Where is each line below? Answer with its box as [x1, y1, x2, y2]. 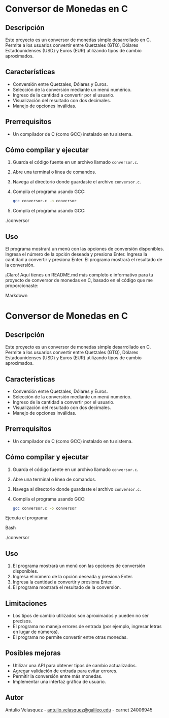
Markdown [5, 293, 28, 299]
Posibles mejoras [5, 649, 61, 658]
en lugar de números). [12, 629, 59, 635]
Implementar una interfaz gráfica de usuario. [12, 678, 106, 684]
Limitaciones [5, 599, 47, 608]
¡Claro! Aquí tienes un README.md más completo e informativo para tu [5, 272, 154, 278]
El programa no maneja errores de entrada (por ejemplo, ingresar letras [12, 623, 162, 630]
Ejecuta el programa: [5, 515, 49, 521]
